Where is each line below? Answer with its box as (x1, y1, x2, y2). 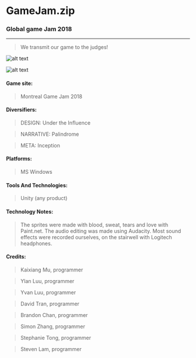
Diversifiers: (6, 106, 37, 113)
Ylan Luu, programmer (20, 277, 75, 284)
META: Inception (20, 142, 60, 149)
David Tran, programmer (20, 300, 80, 307)
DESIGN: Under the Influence (20, 119, 91, 126)
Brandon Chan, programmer (20, 311, 88, 318)
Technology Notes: (6, 208, 54, 215)
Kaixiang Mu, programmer (20, 266, 83, 273)
